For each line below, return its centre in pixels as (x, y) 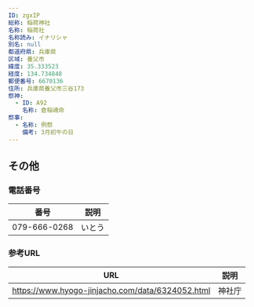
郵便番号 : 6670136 (36, 81)
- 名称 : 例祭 (34, 125)
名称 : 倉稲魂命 (44, 111)
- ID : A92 (31, 103)
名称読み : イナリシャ (38, 37)
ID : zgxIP (24, 15)
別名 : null (25, 45)
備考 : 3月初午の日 (48, 132)
